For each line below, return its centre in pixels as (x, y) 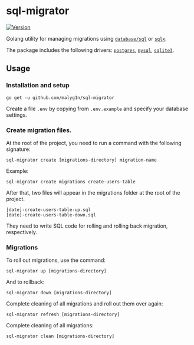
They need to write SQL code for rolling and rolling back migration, (87, 226)
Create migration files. (39, 130)
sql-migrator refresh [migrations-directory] (63, 315)
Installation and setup (38, 86)
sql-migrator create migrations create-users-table (71, 182)
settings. (17, 115)
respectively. (22, 232)
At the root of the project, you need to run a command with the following (94, 143)
